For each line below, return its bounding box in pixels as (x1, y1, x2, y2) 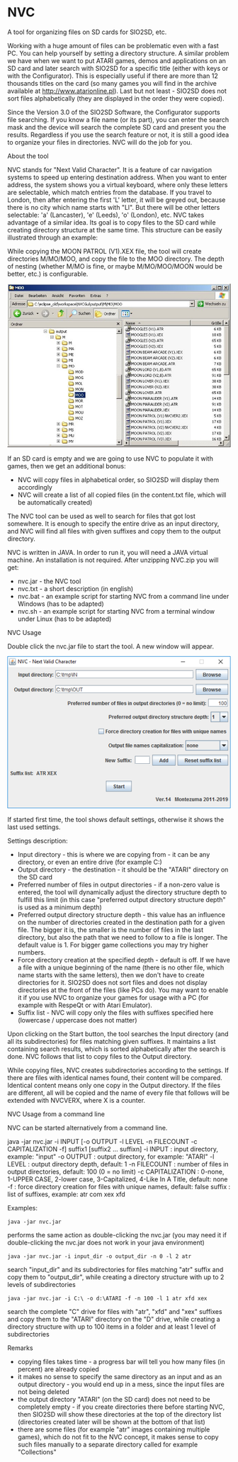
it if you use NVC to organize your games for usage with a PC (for (17, 994, 209, 1002)
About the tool (7, 152, 50, 160)
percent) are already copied (17, 1365, 99, 1373)
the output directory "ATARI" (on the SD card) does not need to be (17, 1395, 210, 1404)
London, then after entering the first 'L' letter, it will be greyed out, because (7, 196, 226, 204)
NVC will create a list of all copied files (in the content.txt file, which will (17, 490, 227, 500)
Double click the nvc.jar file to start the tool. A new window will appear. (7, 642, 215, 651)
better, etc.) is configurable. (7, 269, 89, 278)
